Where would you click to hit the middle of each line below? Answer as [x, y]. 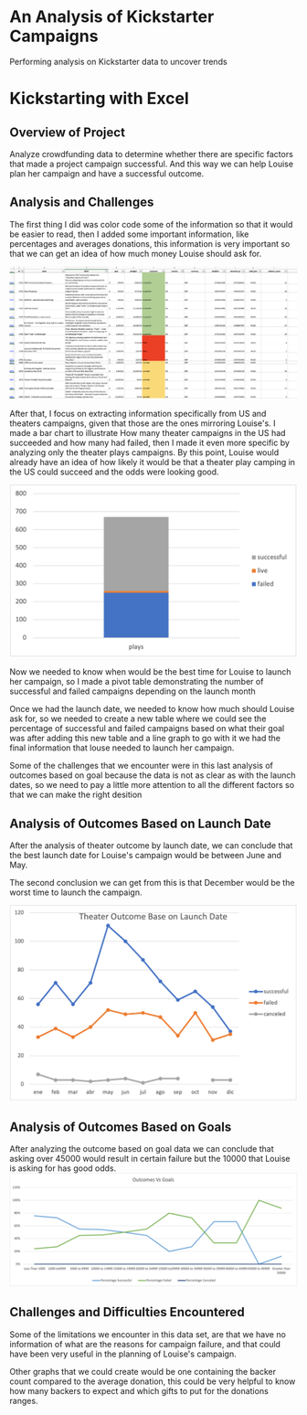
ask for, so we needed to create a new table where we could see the [138, 718]
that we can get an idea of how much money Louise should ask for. [136, 253]
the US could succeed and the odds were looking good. [114, 472]
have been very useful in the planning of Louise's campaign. [123, 1354]
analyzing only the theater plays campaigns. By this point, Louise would [144, 452]
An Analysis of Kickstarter [112, 17]
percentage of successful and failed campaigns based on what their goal [147, 729]
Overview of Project [68, 132]
